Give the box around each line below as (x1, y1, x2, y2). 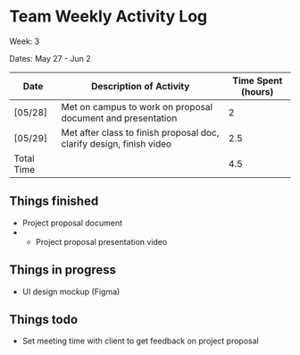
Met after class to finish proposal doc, (61, 126, 220, 139)
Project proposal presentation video (35, 236, 168, 247)
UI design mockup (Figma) (21, 286, 121, 297)
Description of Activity (90, 80, 190, 92)
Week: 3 (9, 36, 40, 46)
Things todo (9, 311, 79, 327)
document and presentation (61, 112, 178, 124)
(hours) (240, 85, 274, 97)
